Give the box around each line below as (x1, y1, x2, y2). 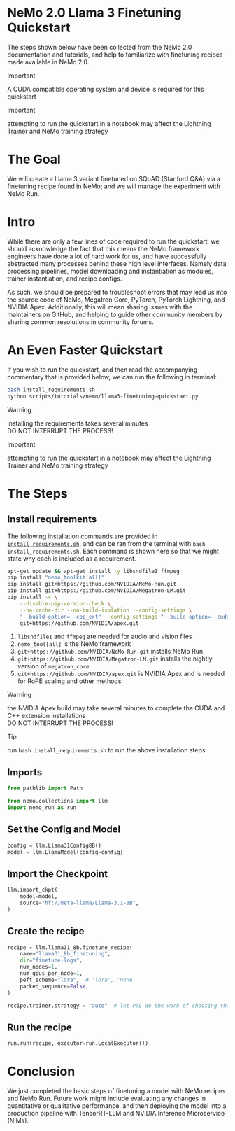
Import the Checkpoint (7, 868, 108, 880)
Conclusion (7, 1064, 76, 1079)
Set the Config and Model (7, 824, 121, 836)
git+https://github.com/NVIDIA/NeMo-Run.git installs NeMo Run (17, 647, 204, 656)
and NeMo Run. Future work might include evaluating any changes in (7, 1094, 206, 1102)
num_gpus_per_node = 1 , (20, 970, 83, 977)
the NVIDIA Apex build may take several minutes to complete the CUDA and (7, 704, 225, 712)
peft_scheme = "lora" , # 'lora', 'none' (20, 976, 136, 983)
